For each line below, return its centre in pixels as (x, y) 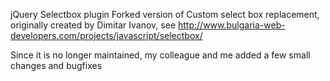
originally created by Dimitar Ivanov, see (93, 25)
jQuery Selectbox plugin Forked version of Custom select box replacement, (165, 14)
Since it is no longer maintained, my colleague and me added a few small (160, 55)
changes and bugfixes (56, 65)
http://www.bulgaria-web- (232, 25)
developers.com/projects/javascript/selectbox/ (106, 35)
